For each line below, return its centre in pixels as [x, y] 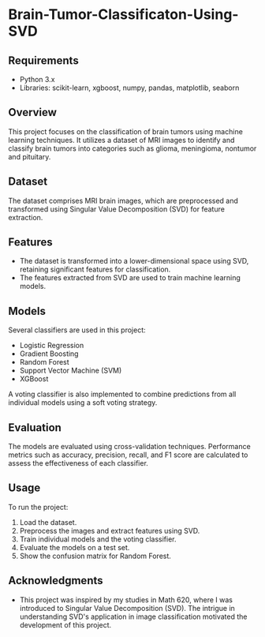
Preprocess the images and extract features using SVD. [110, 530]
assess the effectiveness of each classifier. [78, 463]
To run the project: [38, 507]
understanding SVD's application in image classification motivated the [133, 616]
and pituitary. [30, 156]
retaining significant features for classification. [95, 269]
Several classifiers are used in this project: [77, 330]
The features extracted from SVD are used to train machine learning [130, 278]
